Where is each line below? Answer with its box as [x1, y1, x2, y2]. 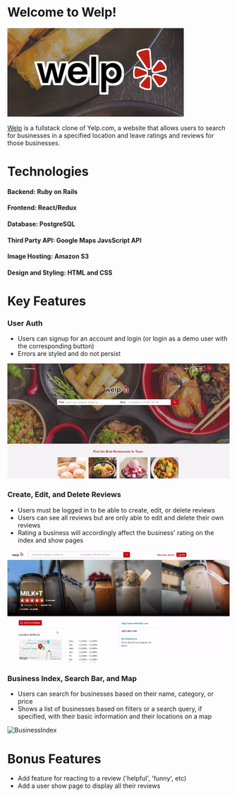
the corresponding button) [17, 342, 95, 350]
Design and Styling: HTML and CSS [7, 268, 113, 277]
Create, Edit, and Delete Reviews [7, 490, 121, 500]
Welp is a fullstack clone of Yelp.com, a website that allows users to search [7, 123, 226, 132]
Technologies [7, 164, 90, 180]
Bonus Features [7, 751, 102, 767]
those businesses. [7, 139, 61, 147]
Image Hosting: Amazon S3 [7, 252, 90, 260]
